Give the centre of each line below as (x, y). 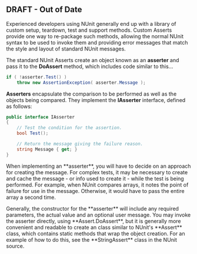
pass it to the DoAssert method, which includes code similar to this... (90, 66)
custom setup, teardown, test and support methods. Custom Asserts (89, 30)
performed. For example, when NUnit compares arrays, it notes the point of (97, 185)
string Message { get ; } (47, 149)
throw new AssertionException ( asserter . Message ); (81, 82)
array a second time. (31, 197)
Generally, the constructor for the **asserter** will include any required (93, 208)
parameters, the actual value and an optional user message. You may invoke (98, 215)
